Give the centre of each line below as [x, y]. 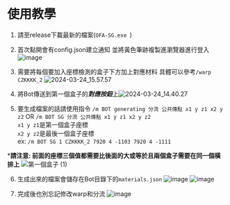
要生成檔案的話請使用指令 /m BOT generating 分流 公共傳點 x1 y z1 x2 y [120, 108]
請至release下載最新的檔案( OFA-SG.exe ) [75, 35]
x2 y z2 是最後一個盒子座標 [56, 133]
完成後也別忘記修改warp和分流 [61, 194]
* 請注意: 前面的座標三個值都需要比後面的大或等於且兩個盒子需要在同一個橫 [114, 155]
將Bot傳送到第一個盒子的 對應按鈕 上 [68, 94]
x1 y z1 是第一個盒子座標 [52, 124]
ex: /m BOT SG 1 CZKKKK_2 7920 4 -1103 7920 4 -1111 [94, 141]
